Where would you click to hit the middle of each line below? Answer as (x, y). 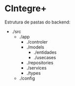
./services (37, 68)
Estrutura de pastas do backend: (37, 22)
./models (35, 47)
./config (27, 78)
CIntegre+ (26, 9)
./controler (37, 42)
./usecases (45, 57)
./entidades (45, 52)
